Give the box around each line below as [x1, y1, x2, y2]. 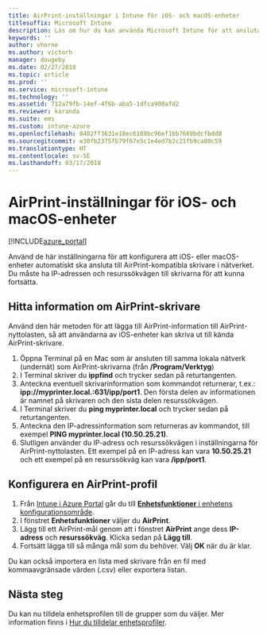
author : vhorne [8, 41, 59, 49]
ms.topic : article [8, 71, 69, 79]
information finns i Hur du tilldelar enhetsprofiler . [8, 617, 167, 627]
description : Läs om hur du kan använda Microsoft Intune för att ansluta [8, 26, 261, 34]
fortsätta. [8, 277, 38, 287]
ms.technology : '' [8, 93, 69, 101]
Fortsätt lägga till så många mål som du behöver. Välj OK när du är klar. [19, 541, 252, 550]
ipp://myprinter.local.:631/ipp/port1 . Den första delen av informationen [19, 387, 256, 397]
